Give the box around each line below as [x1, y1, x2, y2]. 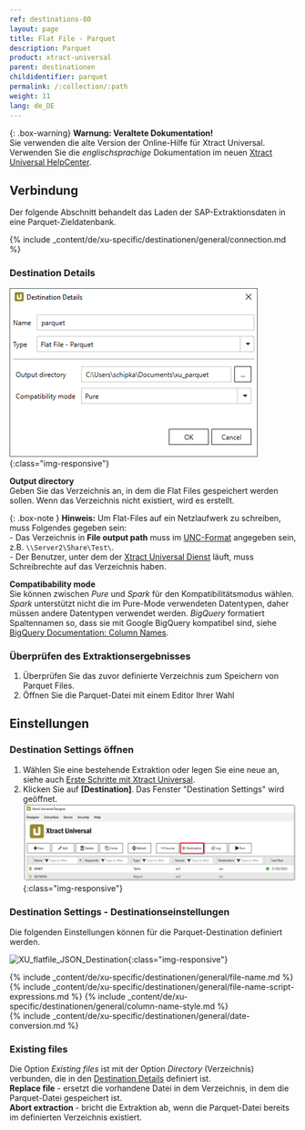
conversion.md [9, 1020, 66, 1031]
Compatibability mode [9, 579, 96, 590]
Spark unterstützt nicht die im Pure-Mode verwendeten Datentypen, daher [9, 598, 290, 609]
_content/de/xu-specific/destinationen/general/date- [52, 1010, 250, 1021]
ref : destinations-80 [9, 15, 92, 24]
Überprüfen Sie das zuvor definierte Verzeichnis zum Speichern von [22, 670, 280, 681]
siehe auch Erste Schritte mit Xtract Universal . [22, 774, 196, 785]
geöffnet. [22, 793, 57, 804]
